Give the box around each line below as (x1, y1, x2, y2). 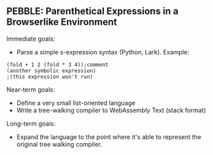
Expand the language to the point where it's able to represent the (16, 132, 201, 141)
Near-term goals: (6, 85, 55, 94)
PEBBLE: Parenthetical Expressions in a (6, 6, 179, 17)
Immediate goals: (6, 34, 56, 43)
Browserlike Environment (6, 17, 118, 28)
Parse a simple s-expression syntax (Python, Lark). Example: (16, 48, 190, 56)
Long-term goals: (6, 119, 56, 127)
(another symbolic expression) (6, 67, 97, 74)
